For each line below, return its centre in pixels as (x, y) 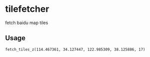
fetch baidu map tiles (27, 23)
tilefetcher (27, 9)
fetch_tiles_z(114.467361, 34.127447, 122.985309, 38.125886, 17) (75, 49)
